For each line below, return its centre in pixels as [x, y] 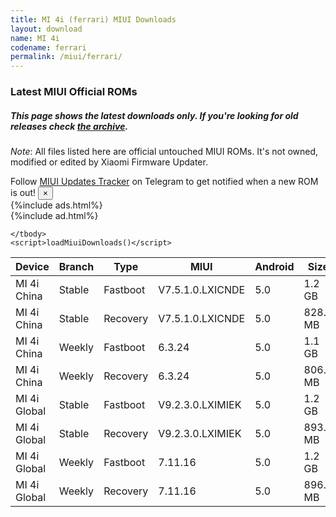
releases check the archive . [69, 126]
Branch [76, 267]
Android [274, 267]
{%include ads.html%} [56, 205]
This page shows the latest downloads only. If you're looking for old [154, 115]
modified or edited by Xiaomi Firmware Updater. [109, 162]
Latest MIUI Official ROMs [74, 92]
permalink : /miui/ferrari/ [66, 57]
